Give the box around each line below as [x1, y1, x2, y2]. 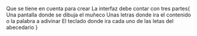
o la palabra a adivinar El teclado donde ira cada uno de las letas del [6, 18, 174, 24]
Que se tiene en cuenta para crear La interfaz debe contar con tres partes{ [6, 5, 190, 12]
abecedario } [6, 24, 38, 31]
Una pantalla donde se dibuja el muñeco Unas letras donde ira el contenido [6, 11, 191, 18]
